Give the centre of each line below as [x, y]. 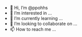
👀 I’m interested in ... [31, 13]
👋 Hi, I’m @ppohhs [29, 8]
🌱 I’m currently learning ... [36, 18]
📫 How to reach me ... [33, 29]
